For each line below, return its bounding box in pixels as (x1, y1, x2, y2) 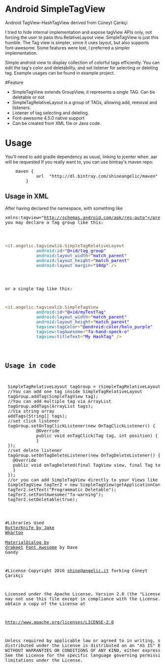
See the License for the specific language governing (5, 652, 137, 658)
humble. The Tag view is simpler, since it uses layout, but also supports (5, 39, 149, 45)
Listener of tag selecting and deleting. (12, 109, 89, 116)
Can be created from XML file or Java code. (12, 120, 102, 126)
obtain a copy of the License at (5, 601, 86, 607)
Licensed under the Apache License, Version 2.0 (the (5, 591, 137, 597)
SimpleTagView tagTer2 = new (7, 482, 78, 487)
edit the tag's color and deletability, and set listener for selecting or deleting (5, 65, 158, 71)
